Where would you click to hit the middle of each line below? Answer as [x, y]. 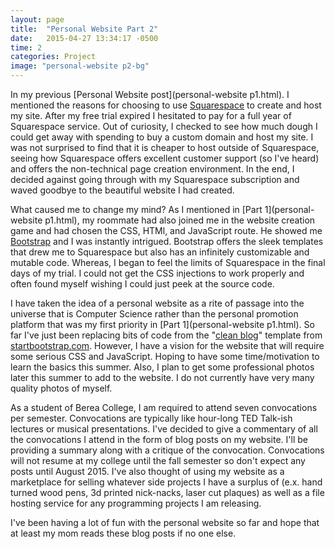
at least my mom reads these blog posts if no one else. [123, 533]
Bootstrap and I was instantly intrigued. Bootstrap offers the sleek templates [167, 241]
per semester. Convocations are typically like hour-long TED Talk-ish [151, 418]
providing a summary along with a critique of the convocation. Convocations [167, 450]
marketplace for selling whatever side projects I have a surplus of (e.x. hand [166, 482]
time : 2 [26, 47]
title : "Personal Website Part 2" [84, 29]
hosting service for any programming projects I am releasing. [136, 503]
